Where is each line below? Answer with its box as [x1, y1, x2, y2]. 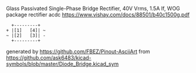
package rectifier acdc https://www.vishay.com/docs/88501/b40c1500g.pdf [6, 11, 190, 18]
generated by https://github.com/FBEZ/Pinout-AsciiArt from [6, 48, 151, 55]
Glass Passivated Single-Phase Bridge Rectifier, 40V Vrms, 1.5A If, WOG [6, 5, 180, 12]
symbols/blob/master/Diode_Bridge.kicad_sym [6, 61, 119, 67]
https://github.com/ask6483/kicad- [6, 54, 92, 61]
